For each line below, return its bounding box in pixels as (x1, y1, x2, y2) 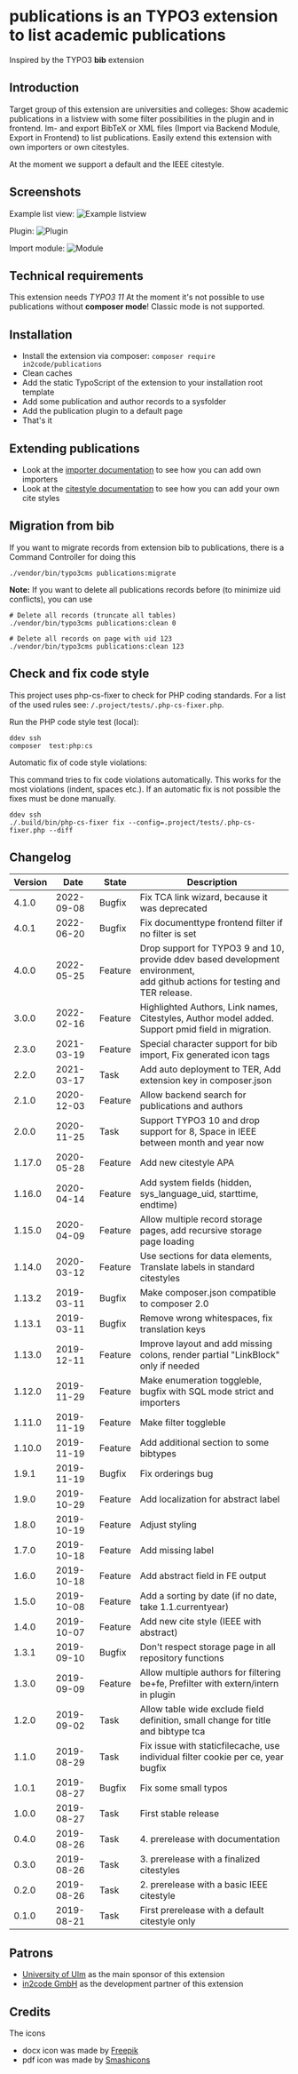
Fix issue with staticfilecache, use (139, 1740, 280, 1752)
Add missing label (139, 1544, 215, 1557)
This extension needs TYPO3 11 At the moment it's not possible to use (9, 291, 265, 303)
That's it (21, 415, 53, 426)
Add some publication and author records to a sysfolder (21, 396, 227, 407)
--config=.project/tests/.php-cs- (128, 818, 255, 827)
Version (13, 876, 48, 889)
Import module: (9, 243, 66, 253)
